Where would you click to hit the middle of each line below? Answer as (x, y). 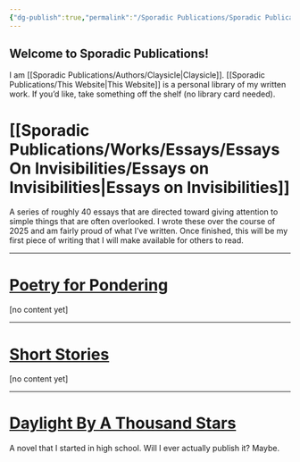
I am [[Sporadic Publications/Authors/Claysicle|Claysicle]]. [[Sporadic (137, 75)
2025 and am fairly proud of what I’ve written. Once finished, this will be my (149, 231)
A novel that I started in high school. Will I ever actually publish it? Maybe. (144, 449)
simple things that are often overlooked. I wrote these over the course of (142, 222)
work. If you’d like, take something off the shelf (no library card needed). (142, 94)
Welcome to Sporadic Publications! (109, 54)
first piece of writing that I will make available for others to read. (126, 240)
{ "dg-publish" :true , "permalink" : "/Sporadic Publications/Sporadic (135, 17)
